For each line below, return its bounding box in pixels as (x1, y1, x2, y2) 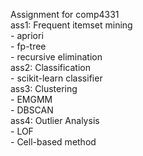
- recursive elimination (10, 51, 103, 63)
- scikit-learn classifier (10, 72, 103, 84)
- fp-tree (10, 40, 47, 52)
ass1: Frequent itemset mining (10, 19, 133, 31)
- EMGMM (10, 94, 53, 105)
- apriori (10, 30, 44, 41)
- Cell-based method (10, 136, 97, 148)
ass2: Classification (10, 62, 92, 73)
